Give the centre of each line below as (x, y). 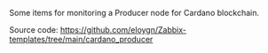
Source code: (34, 30)
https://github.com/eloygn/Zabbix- (123, 30)
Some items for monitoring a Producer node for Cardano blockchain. (134, 13)
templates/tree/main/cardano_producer (81, 39)
